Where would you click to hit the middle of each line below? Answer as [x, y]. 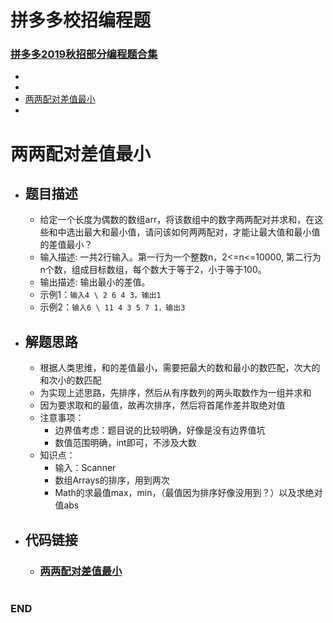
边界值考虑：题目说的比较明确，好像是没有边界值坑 [160, 430]
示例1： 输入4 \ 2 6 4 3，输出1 [100, 295]
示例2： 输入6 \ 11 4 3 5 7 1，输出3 [112, 307]
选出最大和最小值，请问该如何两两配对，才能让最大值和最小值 [193, 232]
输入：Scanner [85, 468]
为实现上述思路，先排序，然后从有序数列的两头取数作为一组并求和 [175, 393]
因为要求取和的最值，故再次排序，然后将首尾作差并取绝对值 [162, 405]
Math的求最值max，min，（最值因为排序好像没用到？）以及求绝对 [188, 493]
